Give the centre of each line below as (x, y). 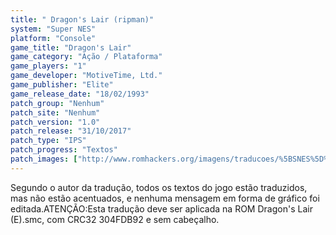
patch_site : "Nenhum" (55, 112)
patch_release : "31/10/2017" (71, 131)
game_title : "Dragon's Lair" (71, 47)
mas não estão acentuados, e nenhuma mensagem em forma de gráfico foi (165, 198)
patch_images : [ (44, 159)
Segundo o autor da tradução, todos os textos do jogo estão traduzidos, (159, 187)
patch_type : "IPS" (48, 141)
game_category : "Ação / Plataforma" (86, 57)
